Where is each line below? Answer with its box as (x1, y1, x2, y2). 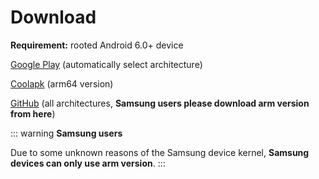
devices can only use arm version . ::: (10, 157, 166, 169)
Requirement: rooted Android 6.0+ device (10, 39, 184, 51)
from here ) (10, 107, 56, 120)
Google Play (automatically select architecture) (10, 58, 203, 70)
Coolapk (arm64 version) (10, 77, 114, 90)
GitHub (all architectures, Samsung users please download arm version (10, 97, 310, 109)
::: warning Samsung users (10, 127, 123, 139)
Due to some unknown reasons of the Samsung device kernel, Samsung (10, 146, 310, 158)
